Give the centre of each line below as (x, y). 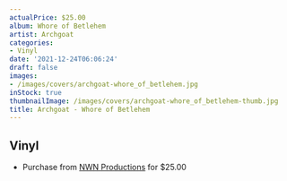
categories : (31, 43)
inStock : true (36, 92)
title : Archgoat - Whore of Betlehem (80, 109)
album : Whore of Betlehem (57, 26)
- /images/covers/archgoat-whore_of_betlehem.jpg (104, 84)
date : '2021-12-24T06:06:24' (64, 59)
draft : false (34, 68)
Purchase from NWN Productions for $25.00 (104, 168)
